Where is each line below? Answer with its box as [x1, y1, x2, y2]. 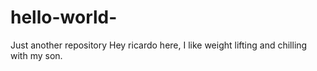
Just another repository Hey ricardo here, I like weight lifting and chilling [10, 39, 308, 51]
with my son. [10, 49, 63, 61]
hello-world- [10, 6, 118, 29]
